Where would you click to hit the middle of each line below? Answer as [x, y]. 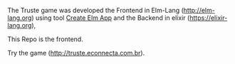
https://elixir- [209, 18]
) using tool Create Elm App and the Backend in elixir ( [111, 18]
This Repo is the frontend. [45, 39]
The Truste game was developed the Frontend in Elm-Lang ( [95, 10]
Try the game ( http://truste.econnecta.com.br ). [76, 53]
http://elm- [199, 10]
